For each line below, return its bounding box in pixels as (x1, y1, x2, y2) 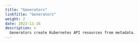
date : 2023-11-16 (5, 21, 41, 26)
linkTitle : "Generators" (5, 12, 56, 17)
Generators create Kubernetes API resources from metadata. (9, 30, 136, 35)
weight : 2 (5, 16, 26, 21)
